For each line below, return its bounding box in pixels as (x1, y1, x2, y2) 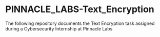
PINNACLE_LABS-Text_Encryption (5, 4, 155, 15)
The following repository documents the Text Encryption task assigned (5, 20, 155, 26)
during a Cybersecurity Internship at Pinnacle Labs (5, 25, 113, 31)
